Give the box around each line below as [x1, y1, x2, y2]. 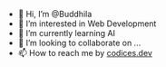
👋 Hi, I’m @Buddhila [17, 9, 93, 19]
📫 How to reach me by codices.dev [17, 48, 152, 58]
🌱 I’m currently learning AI [17, 28, 116, 38]
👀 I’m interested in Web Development [17, 18, 157, 29]
